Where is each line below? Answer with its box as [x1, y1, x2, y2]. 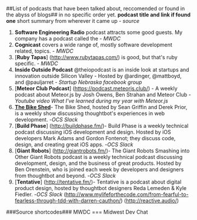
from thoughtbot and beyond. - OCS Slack [14, 172, 116, 179]
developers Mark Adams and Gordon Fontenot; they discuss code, [14, 135, 176, 141]
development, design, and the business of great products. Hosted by [14, 160, 182, 167]
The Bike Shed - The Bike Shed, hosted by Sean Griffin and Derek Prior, [14, 104, 188, 110]
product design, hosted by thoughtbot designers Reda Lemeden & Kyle [14, 185, 187, 191]
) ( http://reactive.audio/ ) [120, 197, 179, 204]
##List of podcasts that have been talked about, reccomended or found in [6, 5, 185, 12]
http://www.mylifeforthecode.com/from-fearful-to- [65, 191, 189, 198]
